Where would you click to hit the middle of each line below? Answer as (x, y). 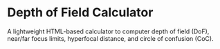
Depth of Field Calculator (80, 13)
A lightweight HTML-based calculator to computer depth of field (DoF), (108, 31)
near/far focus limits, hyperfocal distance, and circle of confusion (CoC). (110, 38)
